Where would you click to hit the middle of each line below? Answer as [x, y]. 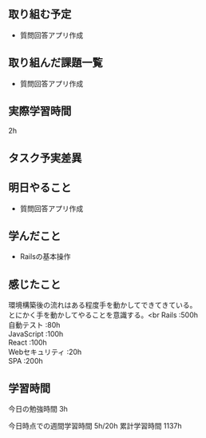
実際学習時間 [40, 111]
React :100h [28, 343]
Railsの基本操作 [45, 257]
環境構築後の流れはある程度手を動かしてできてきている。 [103, 305]
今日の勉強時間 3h [38, 409]
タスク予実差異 [45, 158]
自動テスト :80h [34, 325]
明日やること [40, 187]
